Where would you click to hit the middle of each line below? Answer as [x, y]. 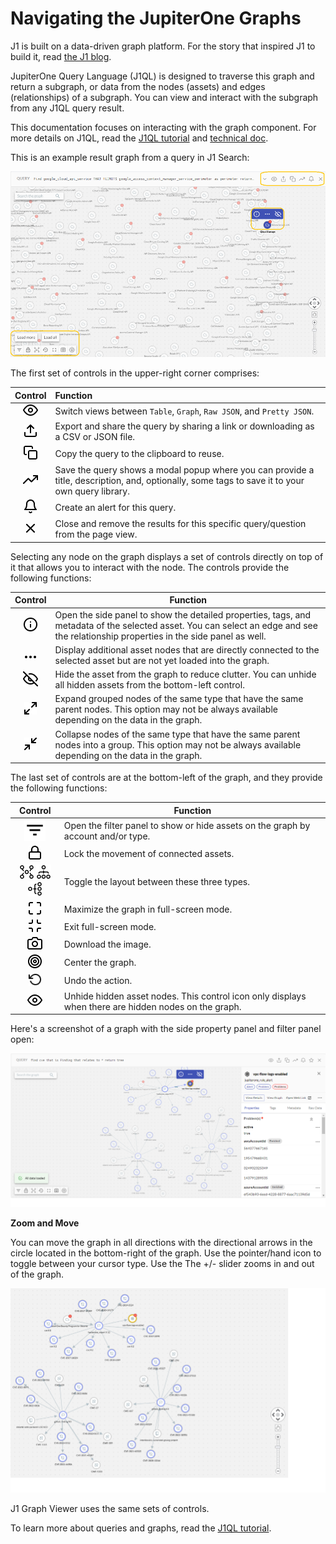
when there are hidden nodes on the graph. [152, 1006]
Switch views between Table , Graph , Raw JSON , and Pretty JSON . [184, 411]
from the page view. [96, 534]
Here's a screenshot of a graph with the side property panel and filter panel [166, 1029]
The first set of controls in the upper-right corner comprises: [135, 373]
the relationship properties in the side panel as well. [160, 636]
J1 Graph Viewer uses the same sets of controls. [110, 1508]
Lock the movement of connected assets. [149, 854]
